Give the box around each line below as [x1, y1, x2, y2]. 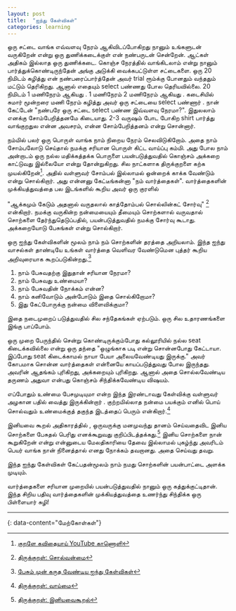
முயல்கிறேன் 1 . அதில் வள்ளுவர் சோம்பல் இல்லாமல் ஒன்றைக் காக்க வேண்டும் [7, 167, 215, 177]
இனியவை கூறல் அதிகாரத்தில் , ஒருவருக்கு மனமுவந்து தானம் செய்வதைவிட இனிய [7, 421, 227, 429]
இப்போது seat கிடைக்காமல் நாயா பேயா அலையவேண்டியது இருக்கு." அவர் [7, 352, 206, 361]
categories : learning [7, 23, 71, 30]
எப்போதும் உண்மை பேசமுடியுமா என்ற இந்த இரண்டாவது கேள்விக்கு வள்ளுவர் [7, 390, 218, 398]
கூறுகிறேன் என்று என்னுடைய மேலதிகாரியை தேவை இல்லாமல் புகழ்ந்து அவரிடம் [7, 437, 223, 446]
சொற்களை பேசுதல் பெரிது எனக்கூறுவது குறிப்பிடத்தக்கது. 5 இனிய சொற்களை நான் [7, 429, 223, 438]
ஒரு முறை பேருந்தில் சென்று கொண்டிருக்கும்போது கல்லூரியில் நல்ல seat [7, 336, 202, 345]
